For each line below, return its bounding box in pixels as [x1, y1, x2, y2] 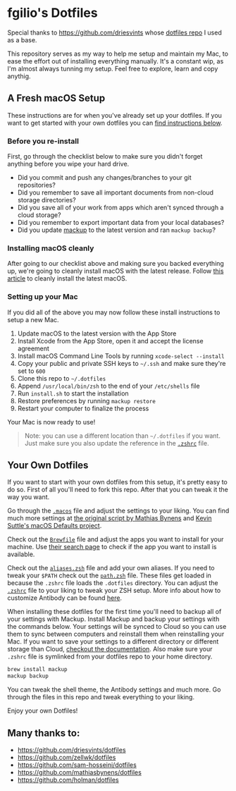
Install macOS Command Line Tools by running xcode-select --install [17, 351, 225, 360]
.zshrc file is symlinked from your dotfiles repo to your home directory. [7, 652, 213, 661]
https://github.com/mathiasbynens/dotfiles [17, 768, 142, 777]
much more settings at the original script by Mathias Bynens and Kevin [7, 514, 213, 522]
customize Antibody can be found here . [7, 594, 122, 602]
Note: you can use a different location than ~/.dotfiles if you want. [24, 431, 221, 440]
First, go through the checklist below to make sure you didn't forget [7, 152, 203, 161]
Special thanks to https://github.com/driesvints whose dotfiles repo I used [7, 28, 222, 37]
